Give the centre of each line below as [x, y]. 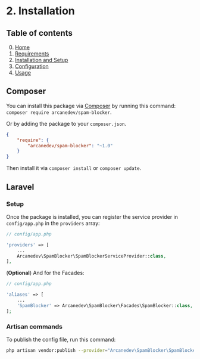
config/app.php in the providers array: [53, 223]
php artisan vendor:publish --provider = [57, 350]
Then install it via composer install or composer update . [74, 168]
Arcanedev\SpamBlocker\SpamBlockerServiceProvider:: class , [92, 256]
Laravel [20, 187]
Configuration [32, 66]
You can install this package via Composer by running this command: [91, 106]
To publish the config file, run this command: [61, 339]
